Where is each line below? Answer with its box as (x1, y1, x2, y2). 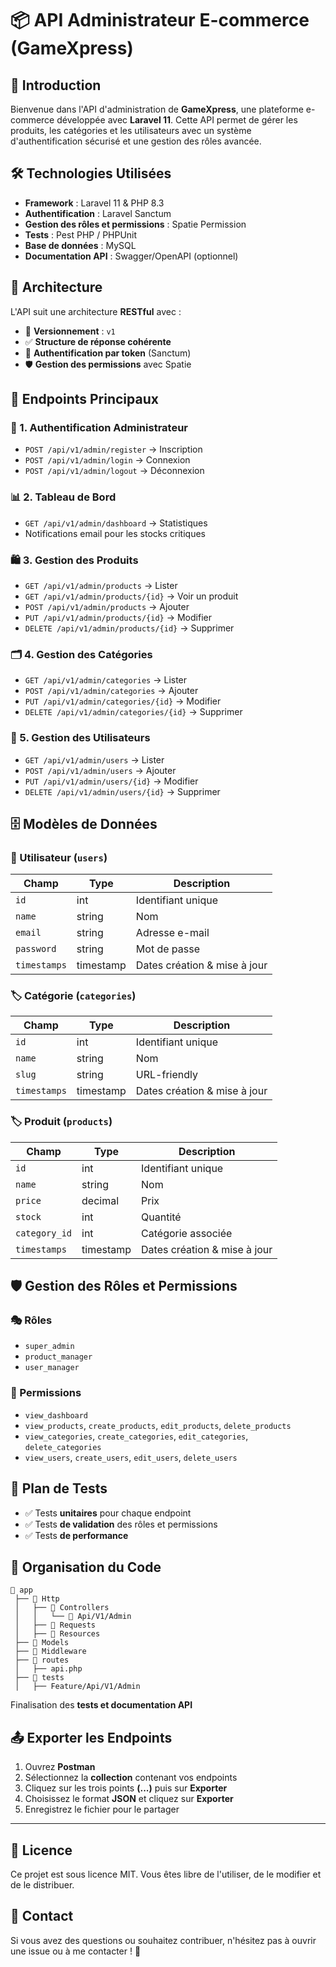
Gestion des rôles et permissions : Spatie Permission (24, 218, 247, 230)
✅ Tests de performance (24, 1529, 129, 1541)
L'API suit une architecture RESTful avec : (10, 305, 182, 317)
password (15, 943, 57, 955)
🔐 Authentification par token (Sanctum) (24, 347, 192, 359)
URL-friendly (135, 1068, 198, 1082)
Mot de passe (135, 942, 201, 956)
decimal (81, 1193, 120, 1207)
